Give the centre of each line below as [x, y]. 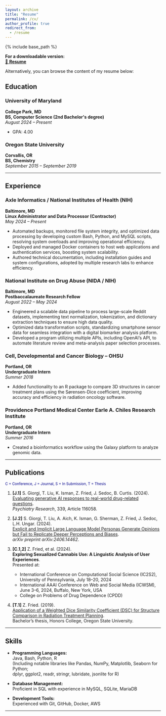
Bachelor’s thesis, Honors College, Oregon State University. [73, 621]
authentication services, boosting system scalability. [66, 252]
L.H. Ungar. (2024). [32, 524]
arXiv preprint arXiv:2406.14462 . [46, 539]
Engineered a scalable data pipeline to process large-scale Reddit [79, 311]
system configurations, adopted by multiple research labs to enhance [83, 262]
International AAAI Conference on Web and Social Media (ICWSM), [88, 585]
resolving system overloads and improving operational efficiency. [79, 241]
